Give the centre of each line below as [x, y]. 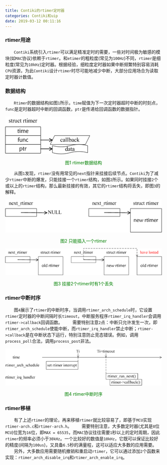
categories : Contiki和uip [32, 16]
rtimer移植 [18, 408]
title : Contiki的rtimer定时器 [35, 10]
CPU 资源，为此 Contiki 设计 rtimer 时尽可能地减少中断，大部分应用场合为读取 [82, 70]
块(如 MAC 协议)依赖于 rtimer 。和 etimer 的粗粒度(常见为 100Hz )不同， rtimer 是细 [83, 58]
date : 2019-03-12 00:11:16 [33, 21]
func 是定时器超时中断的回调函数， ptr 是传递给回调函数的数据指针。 [74, 109]
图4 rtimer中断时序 [83, 394]
